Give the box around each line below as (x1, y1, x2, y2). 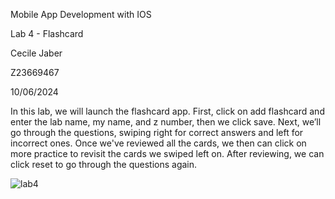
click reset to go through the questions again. (10, 159, 198, 170)
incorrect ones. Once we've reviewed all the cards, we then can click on (10, 137, 307, 149)
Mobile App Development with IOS (10, 9, 152, 20)
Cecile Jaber (10, 47, 63, 59)
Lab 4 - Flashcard (10, 28, 84, 39)
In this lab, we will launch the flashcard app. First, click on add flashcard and (10, 105, 325, 117)
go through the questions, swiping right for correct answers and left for (10, 127, 304, 138)
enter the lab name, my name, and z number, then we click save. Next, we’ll (10, 116, 322, 128)
